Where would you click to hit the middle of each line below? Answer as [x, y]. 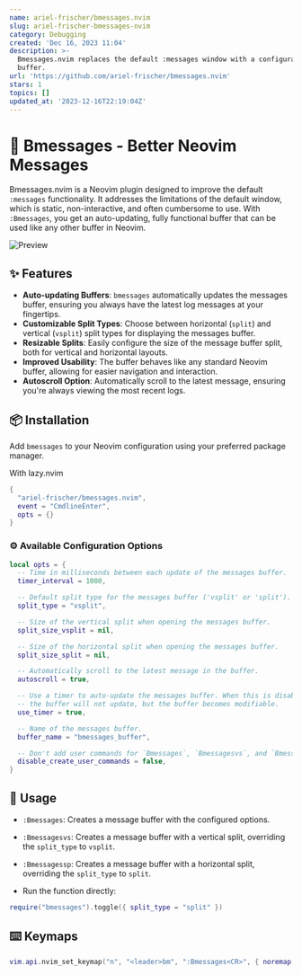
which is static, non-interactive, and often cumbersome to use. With [135, 208]
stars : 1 [26, 84]
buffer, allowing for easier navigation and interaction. [120, 372]
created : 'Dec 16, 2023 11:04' [68, 43]
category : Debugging [48, 34]
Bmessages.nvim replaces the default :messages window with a [136, 59]
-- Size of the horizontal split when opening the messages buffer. [148, 647]
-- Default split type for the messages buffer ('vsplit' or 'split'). [155, 598]
